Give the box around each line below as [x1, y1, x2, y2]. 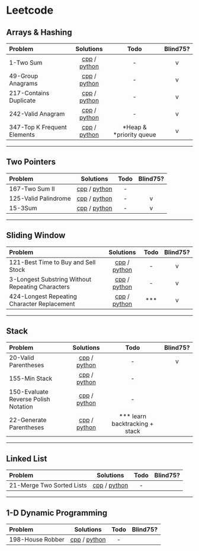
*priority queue [113, 131, 156, 138]
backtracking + [111, 420, 154, 428]
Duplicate [9, 96, 36, 104]
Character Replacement [9, 299, 75, 308]
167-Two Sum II [9, 185, 55, 193]
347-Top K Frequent [9, 123, 67, 131]
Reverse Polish [9, 395, 50, 404]
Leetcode [6, 4, 54, 17]
